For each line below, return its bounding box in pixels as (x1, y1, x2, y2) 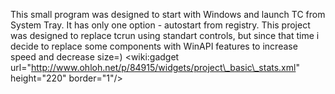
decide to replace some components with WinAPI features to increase (10, 40, 298, 52)
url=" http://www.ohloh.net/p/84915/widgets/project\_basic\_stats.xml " (10, 62, 300, 73)
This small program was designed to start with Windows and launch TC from (10, 9, 326, 20)
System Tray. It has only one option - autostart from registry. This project (10, 19, 311, 31)
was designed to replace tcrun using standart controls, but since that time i (10, 30, 320, 41)
